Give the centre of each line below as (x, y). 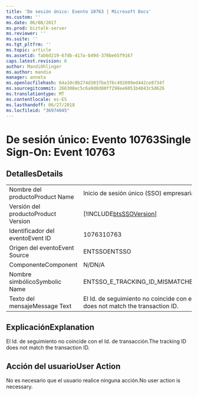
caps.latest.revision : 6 (37, 61)
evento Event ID (30, 238)
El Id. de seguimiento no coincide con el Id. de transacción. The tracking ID (96, 341)
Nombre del (25, 189)
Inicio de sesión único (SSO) (123, 194)
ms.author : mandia (29, 72)
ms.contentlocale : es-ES (37, 99)
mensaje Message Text (40, 306)
